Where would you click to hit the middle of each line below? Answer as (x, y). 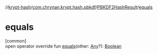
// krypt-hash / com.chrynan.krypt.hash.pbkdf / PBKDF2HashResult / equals (79, 7)
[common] (16, 41)
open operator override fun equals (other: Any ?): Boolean (64, 46)
